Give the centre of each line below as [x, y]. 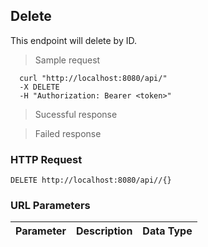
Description [104, 231]
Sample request [67, 60]
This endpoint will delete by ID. [73, 40]
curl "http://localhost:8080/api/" [93, 78]
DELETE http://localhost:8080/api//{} [91, 180]
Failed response [68, 133]
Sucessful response [76, 114]
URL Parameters [50, 206]
